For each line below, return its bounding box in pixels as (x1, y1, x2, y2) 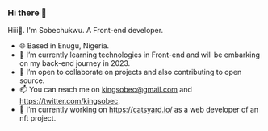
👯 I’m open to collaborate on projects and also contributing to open (19, 68, 242, 77)
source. (19, 76, 45, 85)
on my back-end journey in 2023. (19, 59, 131, 68)
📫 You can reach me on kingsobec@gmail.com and (19, 84, 193, 95)
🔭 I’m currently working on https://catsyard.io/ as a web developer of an (19, 104, 259, 115)
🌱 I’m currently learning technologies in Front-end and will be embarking (19, 50, 260, 59)
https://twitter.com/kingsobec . (19, 96, 120, 106)
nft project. (19, 113, 57, 123)
